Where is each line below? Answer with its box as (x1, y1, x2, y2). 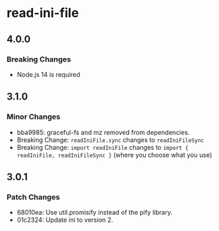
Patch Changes (6, 192, 61, 202)
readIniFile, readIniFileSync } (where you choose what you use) (16, 150, 213, 159)
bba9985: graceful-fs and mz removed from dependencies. (16, 128, 190, 136)
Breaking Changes (6, 54, 72, 64)
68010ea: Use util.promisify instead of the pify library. (16, 208, 173, 217)
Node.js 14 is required (16, 70, 80, 78)
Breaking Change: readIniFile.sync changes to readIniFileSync (16, 136, 205, 144)
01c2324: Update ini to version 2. (16, 215, 113, 224)
